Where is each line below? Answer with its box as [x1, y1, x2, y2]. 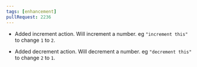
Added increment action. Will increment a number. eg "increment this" [14, 30, 188, 37]
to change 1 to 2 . [14, 36, 55, 43]
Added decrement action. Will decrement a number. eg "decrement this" [14, 48, 192, 55]
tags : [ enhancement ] [6, 8, 57, 15]
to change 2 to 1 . [14, 54, 55, 61]
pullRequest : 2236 [6, 14, 51, 20]
